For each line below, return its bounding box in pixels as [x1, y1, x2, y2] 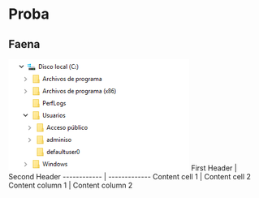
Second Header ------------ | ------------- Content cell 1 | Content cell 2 [8, 172, 252, 181]
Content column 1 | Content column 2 [8, 180, 133, 190]
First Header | [190, 163, 237, 173]
